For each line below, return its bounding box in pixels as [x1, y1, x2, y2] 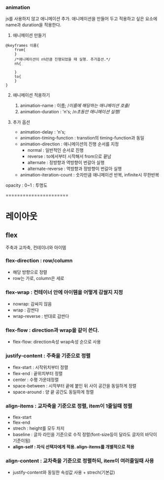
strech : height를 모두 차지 [12, 425, 65, 431]
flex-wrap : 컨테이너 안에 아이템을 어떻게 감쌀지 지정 [5, 289, 123, 296]
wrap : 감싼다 [12, 307, 39, 313]
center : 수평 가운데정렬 [12, 377, 59, 383]
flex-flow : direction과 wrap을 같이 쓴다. [5, 327, 99, 334]
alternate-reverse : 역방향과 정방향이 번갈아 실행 [27, 166, 122, 171]
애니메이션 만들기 [12, 33, 46, 38]
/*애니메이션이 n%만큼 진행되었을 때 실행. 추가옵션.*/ [14, 57, 111, 62]
